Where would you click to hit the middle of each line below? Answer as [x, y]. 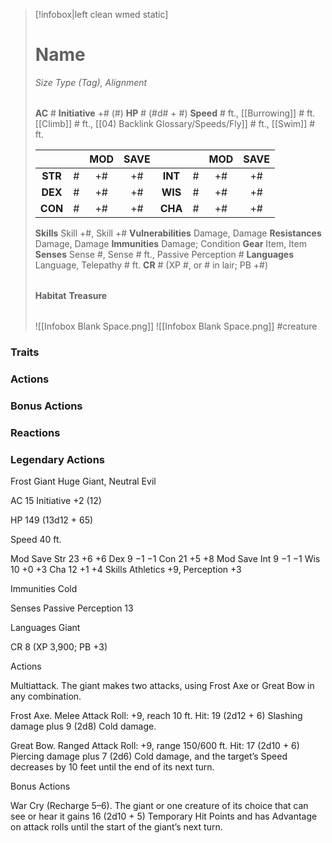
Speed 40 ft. [36, 539]
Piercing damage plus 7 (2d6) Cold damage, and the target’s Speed [149, 756]
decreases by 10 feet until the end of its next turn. [112, 766]
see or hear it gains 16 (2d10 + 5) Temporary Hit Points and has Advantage [164, 816]
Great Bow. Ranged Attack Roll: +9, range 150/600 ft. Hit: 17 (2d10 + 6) [155, 745]
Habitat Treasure [71, 295]
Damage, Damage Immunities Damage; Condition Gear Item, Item [170, 243]
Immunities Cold [44, 588]
